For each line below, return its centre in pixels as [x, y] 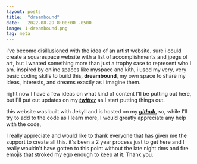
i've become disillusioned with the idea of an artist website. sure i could [94, 51]
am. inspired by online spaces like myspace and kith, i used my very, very [96, 70]
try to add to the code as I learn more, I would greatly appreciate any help [96, 118]
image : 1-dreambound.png [37, 28]
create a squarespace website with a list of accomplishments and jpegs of [97, 57]
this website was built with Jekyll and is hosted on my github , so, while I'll [97, 112]
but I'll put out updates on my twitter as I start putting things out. [86, 100]
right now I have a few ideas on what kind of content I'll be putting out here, [99, 94]
